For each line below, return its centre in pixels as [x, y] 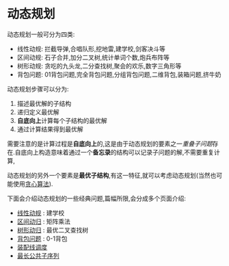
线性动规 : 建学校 [41, 213]
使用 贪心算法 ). [33, 184]
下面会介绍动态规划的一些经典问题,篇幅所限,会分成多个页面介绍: [97, 198]
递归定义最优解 [38, 112]
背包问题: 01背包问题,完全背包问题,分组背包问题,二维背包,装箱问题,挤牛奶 [119, 74]
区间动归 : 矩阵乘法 [43, 221]
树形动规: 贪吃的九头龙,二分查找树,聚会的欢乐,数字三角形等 [99, 66]
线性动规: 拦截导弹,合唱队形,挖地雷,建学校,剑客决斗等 [91, 49]
